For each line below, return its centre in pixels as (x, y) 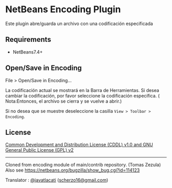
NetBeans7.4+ (28, 52)
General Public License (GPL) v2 (40, 150)
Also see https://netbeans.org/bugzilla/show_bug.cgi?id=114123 (72, 170)
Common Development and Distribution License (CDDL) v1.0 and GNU (79, 145)
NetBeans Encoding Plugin (63, 9)
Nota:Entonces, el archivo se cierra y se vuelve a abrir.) (63, 101)
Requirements (28, 40)
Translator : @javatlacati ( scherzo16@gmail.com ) (57, 180)
